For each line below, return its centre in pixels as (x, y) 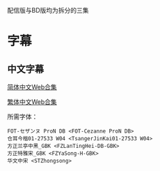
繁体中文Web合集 (32, 102)
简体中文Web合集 (32, 87)
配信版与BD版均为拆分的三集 (48, 10)
